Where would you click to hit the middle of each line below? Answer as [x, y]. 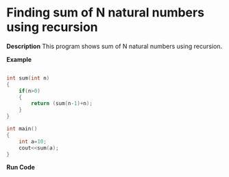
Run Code [21, 167]
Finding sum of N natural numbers [106, 13]
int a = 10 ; [33, 141]
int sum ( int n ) [28, 78]
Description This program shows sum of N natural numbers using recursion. [114, 46]
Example [19, 59]
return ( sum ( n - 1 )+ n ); [62, 104]
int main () [22, 129]
